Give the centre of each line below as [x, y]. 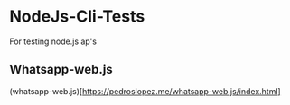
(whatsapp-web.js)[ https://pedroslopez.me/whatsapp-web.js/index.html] [145, 91]
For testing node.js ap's [53, 41]
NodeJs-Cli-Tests [77, 17]
